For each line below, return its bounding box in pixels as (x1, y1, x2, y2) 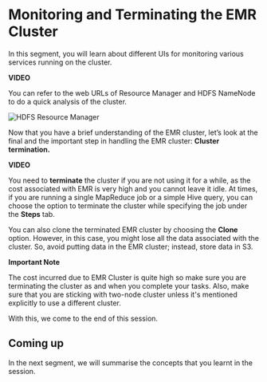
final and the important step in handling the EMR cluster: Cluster (8, 136, 220, 145)
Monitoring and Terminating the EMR (8, 6, 257, 24)
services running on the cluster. (8, 57, 112, 67)
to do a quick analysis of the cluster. (8, 96, 128, 106)
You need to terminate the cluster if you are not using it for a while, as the (8, 175, 251, 185)
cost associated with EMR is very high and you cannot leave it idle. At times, (8, 183, 258, 193)
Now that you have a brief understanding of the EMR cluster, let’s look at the (8, 128, 258, 137)
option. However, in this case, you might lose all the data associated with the (8, 233, 260, 242)
